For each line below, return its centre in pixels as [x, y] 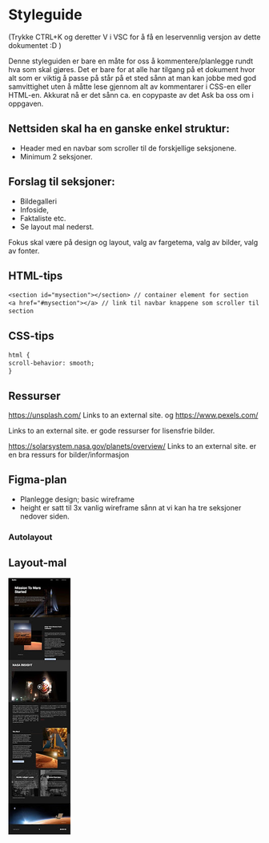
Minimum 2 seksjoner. [56, 156]
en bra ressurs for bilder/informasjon [69, 455]
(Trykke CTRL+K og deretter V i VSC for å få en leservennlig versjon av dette [134, 37]
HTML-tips [36, 275]
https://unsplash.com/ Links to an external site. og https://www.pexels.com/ [133, 415]
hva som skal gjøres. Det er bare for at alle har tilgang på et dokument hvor [132, 69]
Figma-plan [38, 480]
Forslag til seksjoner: [62, 182]
